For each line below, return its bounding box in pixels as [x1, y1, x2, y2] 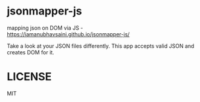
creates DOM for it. [7, 48, 54, 56]
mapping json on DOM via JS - [7, 24, 83, 31]
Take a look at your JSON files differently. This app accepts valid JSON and [7, 42, 195, 49]
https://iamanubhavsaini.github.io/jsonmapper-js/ [7, 30, 130, 37]
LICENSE [7, 70, 52, 84]
